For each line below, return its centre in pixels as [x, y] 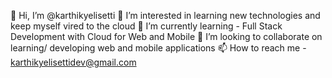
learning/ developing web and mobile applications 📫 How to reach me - [158, 48]
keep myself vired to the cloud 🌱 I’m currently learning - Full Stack [146, 26]
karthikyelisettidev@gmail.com [73, 62]
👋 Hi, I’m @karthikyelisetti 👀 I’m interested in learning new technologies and [165, 15]
